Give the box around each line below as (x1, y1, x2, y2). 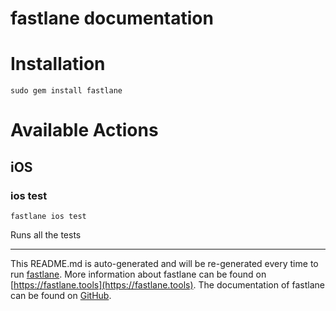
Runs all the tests (10, 229, 82, 241)
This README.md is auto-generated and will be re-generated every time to (10, 258, 319, 269)
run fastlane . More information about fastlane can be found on (10, 268, 267, 280)
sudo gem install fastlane (10, 86, 123, 96)
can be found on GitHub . (10, 290, 112, 301)
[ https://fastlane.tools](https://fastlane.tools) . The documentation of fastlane (10, 279, 325, 291)
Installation (10, 53, 106, 76)
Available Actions (10, 119, 159, 142)
